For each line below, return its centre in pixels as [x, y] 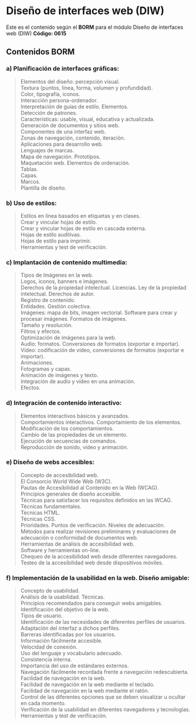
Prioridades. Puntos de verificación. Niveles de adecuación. [93, 525]
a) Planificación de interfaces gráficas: [62, 69]
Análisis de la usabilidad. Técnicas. [62, 597]
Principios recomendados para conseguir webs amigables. [91, 603]
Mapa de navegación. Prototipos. [60, 157]
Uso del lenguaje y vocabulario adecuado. [71, 653]
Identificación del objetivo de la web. [65, 610]
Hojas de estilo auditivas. [51, 234]
